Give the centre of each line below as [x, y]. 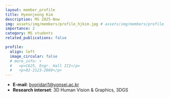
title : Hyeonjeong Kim [29, 15]
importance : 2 [20, 29]
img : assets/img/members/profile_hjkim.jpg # [54, 24]
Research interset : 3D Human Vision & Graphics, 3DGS [70, 90]
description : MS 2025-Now [32, 19]
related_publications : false [36, 38]
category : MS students [29, 33]
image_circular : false [34, 56]
